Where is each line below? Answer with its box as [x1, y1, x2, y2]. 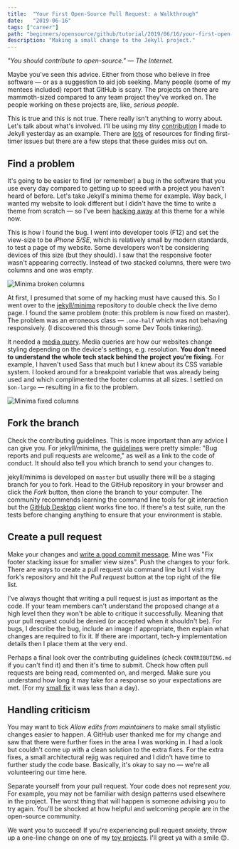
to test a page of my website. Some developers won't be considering [7, 243, 210, 251]
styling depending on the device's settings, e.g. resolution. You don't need [7, 344, 226, 353]
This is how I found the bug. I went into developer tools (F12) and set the [7, 228, 219, 236]
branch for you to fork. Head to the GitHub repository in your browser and [7, 480, 224, 488]
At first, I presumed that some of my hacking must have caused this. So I [7, 293, 221, 302]
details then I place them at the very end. [7, 639, 127, 648]
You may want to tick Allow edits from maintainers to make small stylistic [7, 723, 221, 732]
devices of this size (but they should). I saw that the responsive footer [7, 251, 212, 259]
